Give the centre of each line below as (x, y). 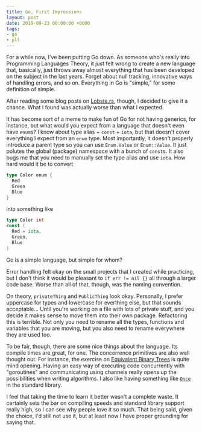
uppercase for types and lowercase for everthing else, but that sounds (94, 302)
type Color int (25, 220)
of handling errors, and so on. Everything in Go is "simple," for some (91, 83)
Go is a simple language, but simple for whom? (64, 260)
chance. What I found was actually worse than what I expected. (85, 107)
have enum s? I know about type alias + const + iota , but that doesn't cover (98, 132)
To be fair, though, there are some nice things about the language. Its (92, 346)
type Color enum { (29, 175)
